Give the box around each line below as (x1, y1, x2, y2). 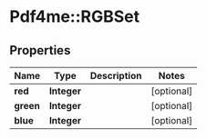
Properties (9, 43, 71, 58)
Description (89, 70, 142, 82)
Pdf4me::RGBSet (9, 6, 140, 27)
